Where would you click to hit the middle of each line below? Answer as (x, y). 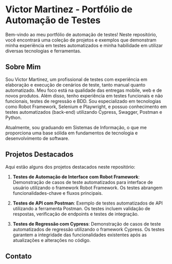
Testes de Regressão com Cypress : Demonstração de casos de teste (87, 224)
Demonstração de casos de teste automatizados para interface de (83, 182)
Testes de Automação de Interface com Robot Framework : (76, 177)
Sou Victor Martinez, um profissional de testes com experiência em (76, 79)
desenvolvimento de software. (37, 138)
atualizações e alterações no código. (52, 240)
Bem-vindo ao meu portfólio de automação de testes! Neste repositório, (81, 34)
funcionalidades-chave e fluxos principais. (58, 193)
